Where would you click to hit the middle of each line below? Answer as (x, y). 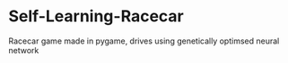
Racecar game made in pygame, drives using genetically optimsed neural (144, 41)
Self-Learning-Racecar (96, 16)
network (24, 50)
